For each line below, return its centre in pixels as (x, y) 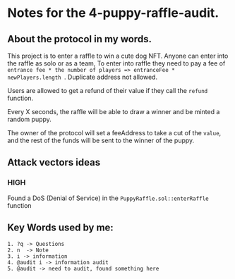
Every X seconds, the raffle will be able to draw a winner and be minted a (114, 112)
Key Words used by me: (61, 228)
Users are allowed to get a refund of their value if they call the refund (108, 91)
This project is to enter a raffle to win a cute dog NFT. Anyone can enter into (118, 56)
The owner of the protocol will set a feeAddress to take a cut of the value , (114, 133)
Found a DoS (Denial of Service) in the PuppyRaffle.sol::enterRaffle (108, 198)
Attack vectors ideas (54, 162)
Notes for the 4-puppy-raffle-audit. (113, 13)
